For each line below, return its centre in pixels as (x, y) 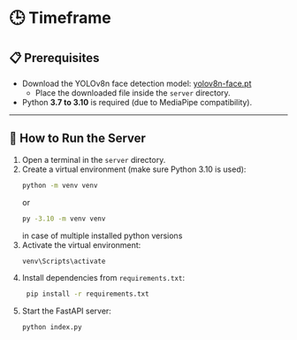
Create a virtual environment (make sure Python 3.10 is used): (134, 169)
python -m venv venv (60, 185)
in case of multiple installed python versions (102, 236)
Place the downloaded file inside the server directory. (133, 93)
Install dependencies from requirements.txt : (103, 278)
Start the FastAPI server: (67, 311)
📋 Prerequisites (54, 58)
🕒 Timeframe (61, 18)
